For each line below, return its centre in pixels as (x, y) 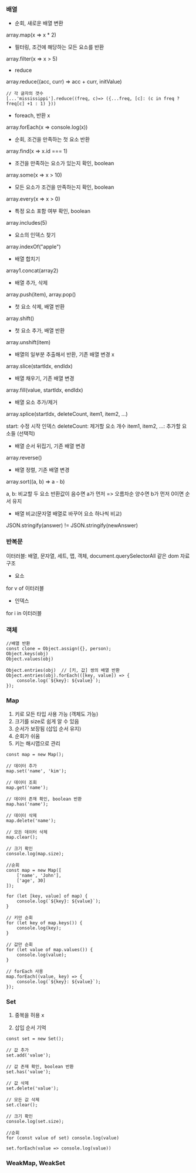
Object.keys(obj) (27, 654)
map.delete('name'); (31, 821)
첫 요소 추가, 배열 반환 (40, 331)
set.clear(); (22, 1105)
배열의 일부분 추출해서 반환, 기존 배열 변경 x (64, 355)
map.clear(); (22, 837)
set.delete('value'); (33, 1089)
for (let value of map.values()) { (50, 950)
